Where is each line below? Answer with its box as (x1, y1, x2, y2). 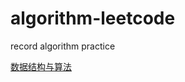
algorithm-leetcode (10, 7, 176, 30)
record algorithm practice (10, 40, 116, 52)
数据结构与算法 (10, 60, 72, 72)
